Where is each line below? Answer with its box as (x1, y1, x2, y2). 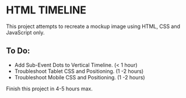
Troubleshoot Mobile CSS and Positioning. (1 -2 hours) (14, 73, 145, 80)
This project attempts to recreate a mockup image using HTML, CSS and (6, 23, 181, 30)
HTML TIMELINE (6, 3, 86, 17)
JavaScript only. (6, 29, 45, 36)
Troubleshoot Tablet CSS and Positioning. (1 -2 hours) (14, 68, 144, 75)
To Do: (6, 46, 30, 56)
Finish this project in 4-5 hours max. (6, 85, 93, 92)
